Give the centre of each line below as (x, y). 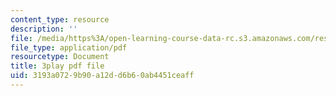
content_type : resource (60, 19)
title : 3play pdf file (57, 66)
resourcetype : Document (60, 57)
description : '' (44, 29)
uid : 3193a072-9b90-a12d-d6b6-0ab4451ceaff (102, 76)
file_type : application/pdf (69, 47)
